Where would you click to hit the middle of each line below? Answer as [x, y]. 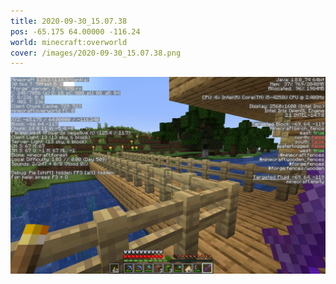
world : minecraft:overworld [69, 42]
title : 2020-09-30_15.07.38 [69, 21]
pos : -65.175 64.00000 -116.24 [75, 31]
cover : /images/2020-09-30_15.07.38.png [96, 53]
